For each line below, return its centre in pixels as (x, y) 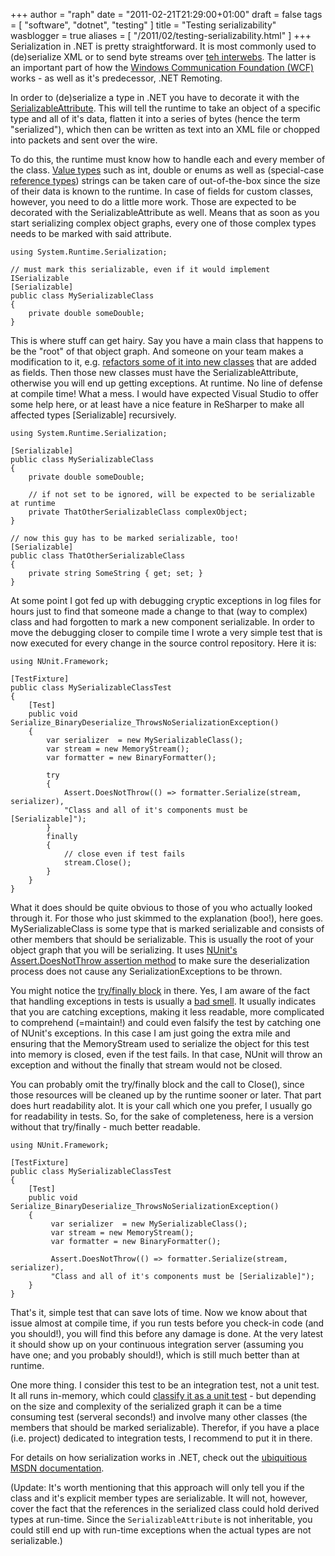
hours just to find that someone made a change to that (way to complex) (159, 611)
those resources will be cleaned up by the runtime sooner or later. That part (166, 1095)
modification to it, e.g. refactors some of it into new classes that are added (163, 362)
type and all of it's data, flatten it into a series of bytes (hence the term (155, 118)
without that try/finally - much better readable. (105, 1127)
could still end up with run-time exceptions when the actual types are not (161, 1530)
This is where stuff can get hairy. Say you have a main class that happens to (167, 340)
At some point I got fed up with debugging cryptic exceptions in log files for (166, 600)
